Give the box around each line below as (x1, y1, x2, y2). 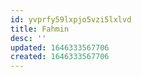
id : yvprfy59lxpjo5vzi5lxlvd (10, 14, 132, 25)
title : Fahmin (10, 24, 70, 34)
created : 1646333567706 (10, 52, 110, 62)
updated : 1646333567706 (10, 42, 110, 53)
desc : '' (10, 33, 47, 43)
